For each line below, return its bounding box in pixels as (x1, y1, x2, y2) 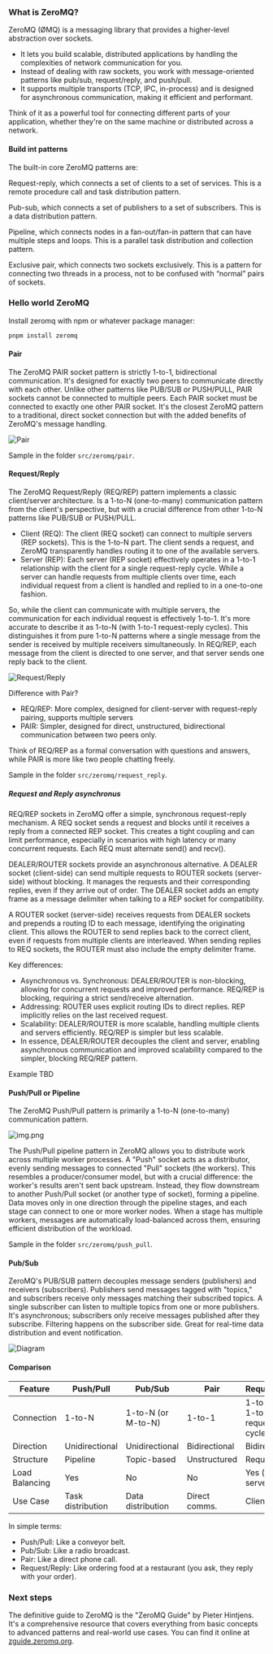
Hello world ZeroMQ (8, 297, 89, 309)
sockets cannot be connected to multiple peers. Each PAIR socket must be (8, 393, 258, 402)
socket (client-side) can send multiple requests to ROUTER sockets (8, 868, 233, 878)
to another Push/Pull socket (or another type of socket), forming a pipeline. (8, 1189, 260, 1199)
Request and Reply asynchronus (8, 788, 121, 798)
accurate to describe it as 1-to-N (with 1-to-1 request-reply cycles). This (8, 623, 249, 632)
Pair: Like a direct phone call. (19, 1554, 118, 1564)
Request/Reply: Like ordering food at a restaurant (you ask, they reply (19, 1563, 253, 1573)
